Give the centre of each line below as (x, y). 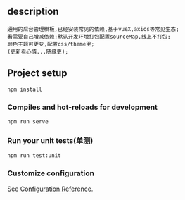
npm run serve (28, 121)
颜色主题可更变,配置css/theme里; (51, 44)
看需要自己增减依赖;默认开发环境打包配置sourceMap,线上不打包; (89, 37)
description (33, 12)
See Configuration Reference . (50, 189)
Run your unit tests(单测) (50, 140)
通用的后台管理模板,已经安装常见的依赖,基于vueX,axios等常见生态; (93, 29)
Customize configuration (51, 173)
